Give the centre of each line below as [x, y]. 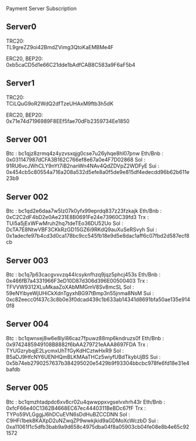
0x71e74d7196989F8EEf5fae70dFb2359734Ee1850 [68, 121]
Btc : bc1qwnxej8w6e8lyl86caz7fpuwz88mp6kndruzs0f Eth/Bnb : [85, 338]
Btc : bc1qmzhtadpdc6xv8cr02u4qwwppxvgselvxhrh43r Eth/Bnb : [86, 402]
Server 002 [27, 196]
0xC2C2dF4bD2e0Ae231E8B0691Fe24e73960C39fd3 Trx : [78, 217]
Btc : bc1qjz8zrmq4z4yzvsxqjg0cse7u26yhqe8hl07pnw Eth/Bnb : [85, 153]
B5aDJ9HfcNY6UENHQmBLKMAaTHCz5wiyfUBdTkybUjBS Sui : [83, 357]
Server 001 [26, 140]
